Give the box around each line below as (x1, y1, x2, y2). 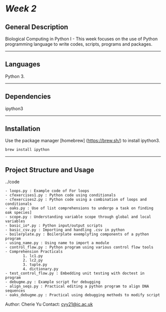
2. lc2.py (23, 258, 43, 263)
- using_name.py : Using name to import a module (5, 241, 110, 246)
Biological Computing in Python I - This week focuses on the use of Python (5, 36, 158, 42)
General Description (5, 23, 68, 31)
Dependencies (5, 92, 51, 101)
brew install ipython (5, 147, 50, 152)
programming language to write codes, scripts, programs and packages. (5, 41, 153, 47)
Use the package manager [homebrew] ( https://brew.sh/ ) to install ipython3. (5, 137, 161, 144)
